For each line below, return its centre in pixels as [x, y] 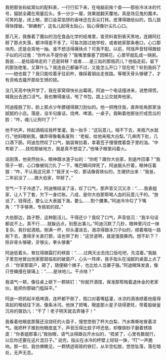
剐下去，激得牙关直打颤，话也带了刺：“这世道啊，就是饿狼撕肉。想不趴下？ [82, 236]
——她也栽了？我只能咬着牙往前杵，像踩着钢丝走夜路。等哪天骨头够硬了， [81, 74]
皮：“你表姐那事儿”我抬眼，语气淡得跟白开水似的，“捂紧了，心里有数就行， [82, 334]
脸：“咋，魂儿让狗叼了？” [31, 120]
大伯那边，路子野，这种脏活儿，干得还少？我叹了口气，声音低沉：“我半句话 [82, 217]
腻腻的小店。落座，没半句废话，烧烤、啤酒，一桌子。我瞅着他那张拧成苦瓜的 [83, 113]
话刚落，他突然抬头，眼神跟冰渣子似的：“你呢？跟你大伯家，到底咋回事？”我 [83, 159]
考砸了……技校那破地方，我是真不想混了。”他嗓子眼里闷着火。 [67, 149]
